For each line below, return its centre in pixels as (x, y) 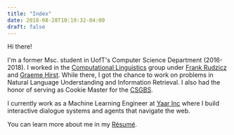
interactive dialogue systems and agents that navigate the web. (99, 111)
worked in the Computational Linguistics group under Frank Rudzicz (129, 68)
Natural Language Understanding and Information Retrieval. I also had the (114, 83)
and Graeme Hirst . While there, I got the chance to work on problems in (111, 75)
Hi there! (20, 47)
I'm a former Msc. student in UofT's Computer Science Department (105, 60)
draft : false (26, 27)
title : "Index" (30, 14)
